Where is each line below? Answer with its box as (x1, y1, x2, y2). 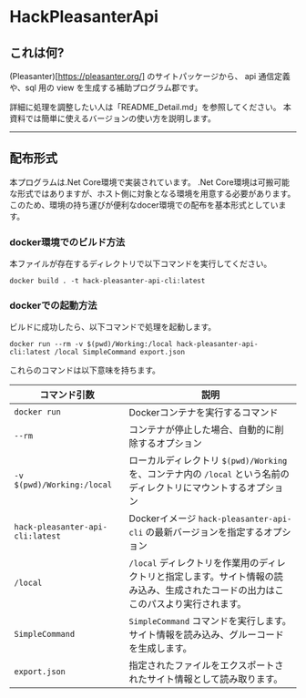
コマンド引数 (39, 389, 95, 402)
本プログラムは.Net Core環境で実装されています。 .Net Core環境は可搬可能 (9, 176, 290, 188)
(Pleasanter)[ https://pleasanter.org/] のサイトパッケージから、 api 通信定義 (9, 71, 291, 81)
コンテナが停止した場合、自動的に (128, 424, 275, 436)
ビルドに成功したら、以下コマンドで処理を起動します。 (9, 322, 217, 333)
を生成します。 (128, 642, 193, 655)
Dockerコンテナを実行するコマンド (128, 406, 279, 419)
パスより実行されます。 (147, 598, 247, 611)
